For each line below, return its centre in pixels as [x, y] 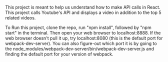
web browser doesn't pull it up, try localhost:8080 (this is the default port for [84, 38]
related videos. [20, 18]
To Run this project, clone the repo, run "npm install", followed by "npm [78, 27]
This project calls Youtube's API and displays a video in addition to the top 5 [83, 12]
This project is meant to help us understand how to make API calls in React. [83, 7]
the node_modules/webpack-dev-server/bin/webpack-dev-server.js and [79, 49]
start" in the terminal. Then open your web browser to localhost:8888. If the [83, 33]
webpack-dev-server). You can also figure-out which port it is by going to [81, 43]
